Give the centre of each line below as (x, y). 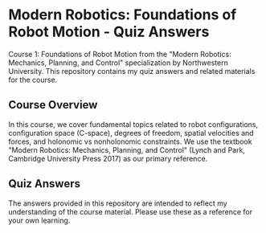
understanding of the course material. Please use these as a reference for (131, 211)
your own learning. (39, 220)
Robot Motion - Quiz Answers (109, 32)
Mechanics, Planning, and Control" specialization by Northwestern (119, 63)
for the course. (33, 80)
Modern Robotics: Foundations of (123, 15)
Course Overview (53, 105)
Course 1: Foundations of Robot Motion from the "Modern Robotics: (120, 54)
